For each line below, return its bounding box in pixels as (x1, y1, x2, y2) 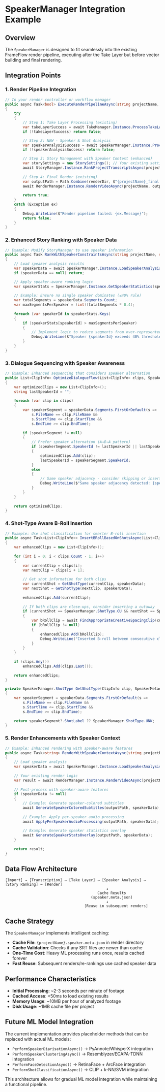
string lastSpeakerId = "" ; (14, 389, 71, 394)
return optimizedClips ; (14, 504, 63, 509)
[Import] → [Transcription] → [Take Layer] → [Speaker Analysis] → (5, 878, 146, 883)
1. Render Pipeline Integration (5, 86, 77, 93)
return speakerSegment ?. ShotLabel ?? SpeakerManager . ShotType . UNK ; (14, 718, 155, 723)
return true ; (23, 193, 50, 198)
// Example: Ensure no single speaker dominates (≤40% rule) (14, 293, 141, 298)
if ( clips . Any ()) (14, 659, 50, 664)
